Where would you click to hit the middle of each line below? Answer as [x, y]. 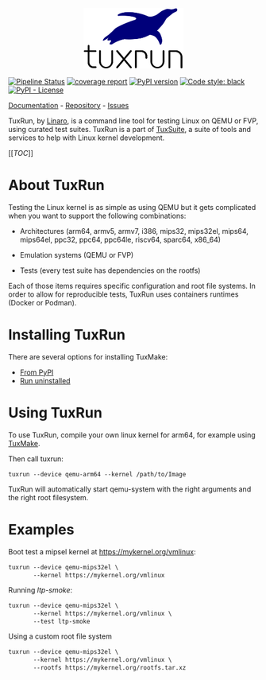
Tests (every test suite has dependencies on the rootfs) [110, 270]
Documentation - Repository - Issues [69, 105]
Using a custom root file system [60, 636]
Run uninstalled [45, 380]
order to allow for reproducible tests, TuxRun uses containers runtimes [123, 294]
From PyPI [37, 372]
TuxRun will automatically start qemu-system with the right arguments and [130, 489]
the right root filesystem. [48, 497]
